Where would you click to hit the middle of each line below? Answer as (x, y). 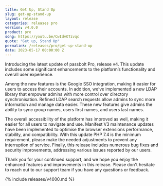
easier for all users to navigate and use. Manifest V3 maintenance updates (80, 124)
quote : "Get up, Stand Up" (32, 41)
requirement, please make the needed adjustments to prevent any (71, 139)
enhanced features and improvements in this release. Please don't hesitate (80, 164)
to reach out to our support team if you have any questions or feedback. (77, 169)
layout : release (21, 18)
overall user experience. (29, 74)
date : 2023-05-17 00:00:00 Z (35, 50)
